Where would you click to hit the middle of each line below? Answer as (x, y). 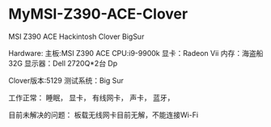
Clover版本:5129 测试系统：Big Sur (66, 80)
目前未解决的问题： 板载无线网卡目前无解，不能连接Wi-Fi (104, 115)
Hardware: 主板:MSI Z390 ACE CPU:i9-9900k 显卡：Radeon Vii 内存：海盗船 (136, 53)
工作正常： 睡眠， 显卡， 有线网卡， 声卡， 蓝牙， (91, 97)
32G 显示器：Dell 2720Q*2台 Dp (63, 63)
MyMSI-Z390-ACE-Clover (98, 14)
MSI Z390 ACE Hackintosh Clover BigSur (76, 36)
